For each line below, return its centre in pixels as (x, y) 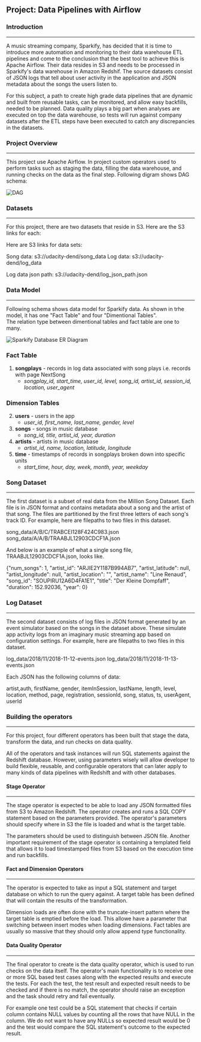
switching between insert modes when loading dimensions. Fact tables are (98, 925)
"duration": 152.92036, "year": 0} (47, 587)
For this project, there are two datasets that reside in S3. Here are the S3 (95, 227)
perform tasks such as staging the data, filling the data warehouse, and (94, 168)
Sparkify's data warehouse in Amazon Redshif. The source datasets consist (99, 71)
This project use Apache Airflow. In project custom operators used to (91, 162)
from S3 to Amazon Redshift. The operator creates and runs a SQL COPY (96, 812)
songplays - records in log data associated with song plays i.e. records (103, 368)
